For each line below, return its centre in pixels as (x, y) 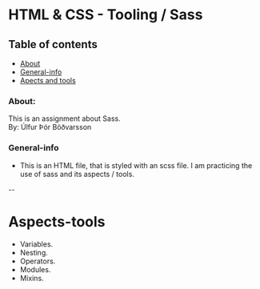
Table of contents (53, 44)
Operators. (38, 261)
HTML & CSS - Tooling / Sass (106, 15)
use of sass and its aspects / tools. (77, 174)
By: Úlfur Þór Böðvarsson (50, 127)
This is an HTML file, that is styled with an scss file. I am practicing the (136, 165)
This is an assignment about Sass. (65, 118)
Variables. (36, 244)
